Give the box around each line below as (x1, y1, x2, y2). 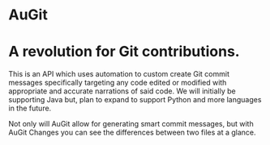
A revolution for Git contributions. (8, 43, 241, 61)
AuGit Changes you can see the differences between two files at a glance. (8, 127, 257, 138)
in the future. (8, 103, 52, 114)
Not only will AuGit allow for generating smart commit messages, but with (8, 119, 254, 129)
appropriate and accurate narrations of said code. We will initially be (8, 86, 237, 96)
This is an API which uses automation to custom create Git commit (8, 69, 229, 79)
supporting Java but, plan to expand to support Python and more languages (8, 95, 262, 105)
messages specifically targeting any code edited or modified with (8, 78, 227, 88)
